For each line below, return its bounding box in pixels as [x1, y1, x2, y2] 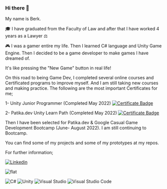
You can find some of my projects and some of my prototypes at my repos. [5, 140, 160, 146]
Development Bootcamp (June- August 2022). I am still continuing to [5, 125, 147, 131]
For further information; [5, 150, 53, 156]
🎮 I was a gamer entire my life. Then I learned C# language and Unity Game [5, 43, 162, 49]
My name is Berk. [5, 16, 41, 22]
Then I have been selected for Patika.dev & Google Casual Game [5, 120, 138, 126]
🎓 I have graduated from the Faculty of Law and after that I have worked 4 [5, 26, 160, 32]
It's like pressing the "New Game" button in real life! [5, 65, 111, 71]
